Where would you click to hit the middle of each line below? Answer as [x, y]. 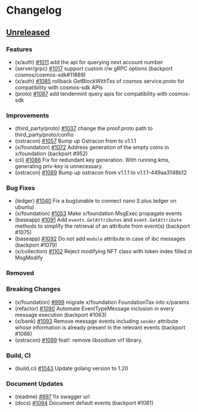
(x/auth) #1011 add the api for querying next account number [89, 62]
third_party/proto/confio [44, 135]
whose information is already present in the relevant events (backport [100, 327]
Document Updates [35, 383]
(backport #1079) [36, 245]
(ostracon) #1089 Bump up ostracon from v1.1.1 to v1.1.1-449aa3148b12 [101, 172]
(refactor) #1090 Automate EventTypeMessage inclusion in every [94, 308]
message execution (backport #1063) [61, 314]
